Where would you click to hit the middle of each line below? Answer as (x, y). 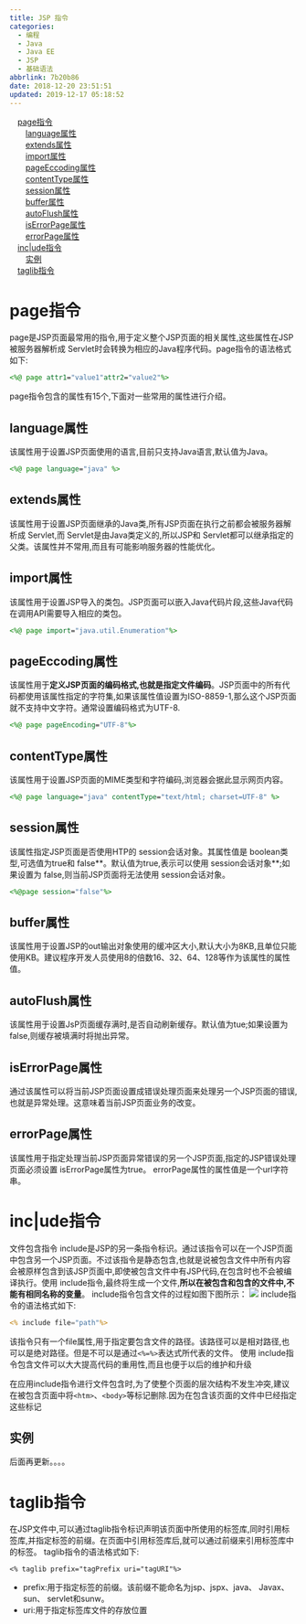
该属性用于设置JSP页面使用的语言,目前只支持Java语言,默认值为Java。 (141, 452)
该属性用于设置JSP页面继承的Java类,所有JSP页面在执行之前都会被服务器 (147, 523)
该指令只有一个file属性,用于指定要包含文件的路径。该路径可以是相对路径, (146, 1341)
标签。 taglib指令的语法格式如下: (78, 1552)
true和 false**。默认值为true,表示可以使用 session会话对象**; (167, 863)
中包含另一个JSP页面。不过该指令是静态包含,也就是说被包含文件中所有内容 (150, 1259)
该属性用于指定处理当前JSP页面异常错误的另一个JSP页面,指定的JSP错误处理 (153, 1158)
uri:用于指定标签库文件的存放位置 (85, 1610)
